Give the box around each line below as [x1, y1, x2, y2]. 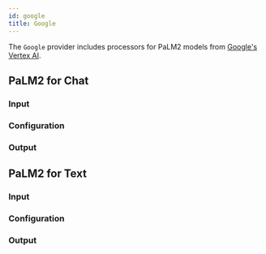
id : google [8, 11, 45, 20]
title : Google [8, 19, 57, 28]
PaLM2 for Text [8, 167, 88, 181]
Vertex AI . [8, 50, 41, 60]
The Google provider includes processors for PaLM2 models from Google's [8, 41, 258, 51]
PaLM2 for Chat [8, 74, 89, 88]
